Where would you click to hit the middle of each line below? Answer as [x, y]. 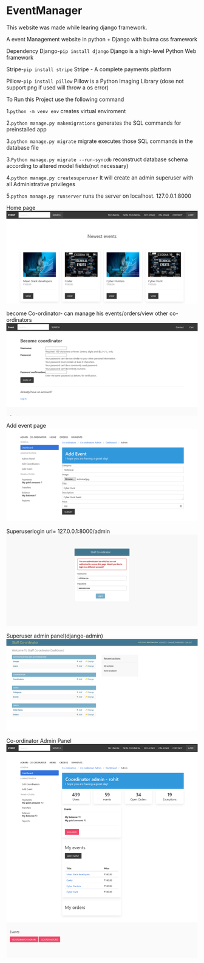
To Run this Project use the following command [65, 99]
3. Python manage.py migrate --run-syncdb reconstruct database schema [97, 159]
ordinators [19, 320]
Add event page [26, 426]
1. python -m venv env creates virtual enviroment [66, 111]
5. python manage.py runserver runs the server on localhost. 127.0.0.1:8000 [99, 196]
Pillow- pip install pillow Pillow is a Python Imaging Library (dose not [95, 81]
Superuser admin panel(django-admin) [55, 636]
